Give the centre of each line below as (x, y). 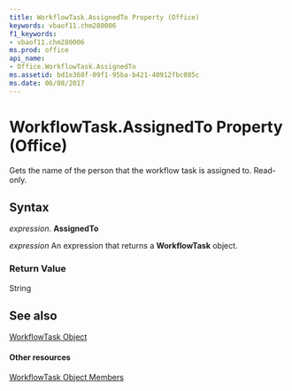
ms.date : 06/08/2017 (47, 83)
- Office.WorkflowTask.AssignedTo (73, 67)
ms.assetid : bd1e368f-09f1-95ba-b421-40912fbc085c (104, 75)
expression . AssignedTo (54, 229)
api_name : (27, 58)
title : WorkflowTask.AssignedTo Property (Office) (104, 17)
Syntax (29, 207)
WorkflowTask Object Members (66, 377)
